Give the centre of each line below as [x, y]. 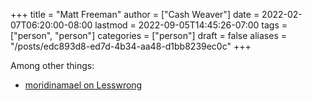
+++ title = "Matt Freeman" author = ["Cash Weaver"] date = [135, 14]
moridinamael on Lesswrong [83, 85]
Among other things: [52, 65]
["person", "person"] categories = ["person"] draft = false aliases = [148, 35]
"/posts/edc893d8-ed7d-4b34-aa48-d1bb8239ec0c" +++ [131, 46]
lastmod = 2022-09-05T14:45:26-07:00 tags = [191, 25]
